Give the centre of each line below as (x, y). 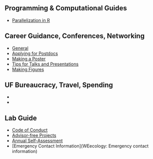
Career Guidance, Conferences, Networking (75, 36)
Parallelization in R (31, 20)
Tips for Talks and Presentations (45, 64)
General (20, 48)
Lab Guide (21, 118)
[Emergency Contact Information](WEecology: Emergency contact (80, 146)
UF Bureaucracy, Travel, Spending (59, 85)
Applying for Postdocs (35, 53)
